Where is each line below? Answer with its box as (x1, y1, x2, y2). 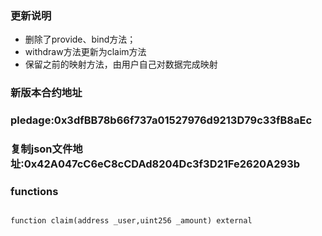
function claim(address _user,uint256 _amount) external (10, 216, 253, 226)
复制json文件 (10, 142, 73, 156)
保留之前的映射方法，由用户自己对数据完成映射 (24, 58, 218, 71)
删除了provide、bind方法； (24, 33, 137, 46)
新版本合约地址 (10, 86, 83, 100)
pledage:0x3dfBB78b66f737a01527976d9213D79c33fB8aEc (10, 113, 313, 127)
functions (10, 184, 59, 198)
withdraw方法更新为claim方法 (24, 46, 147, 58)
